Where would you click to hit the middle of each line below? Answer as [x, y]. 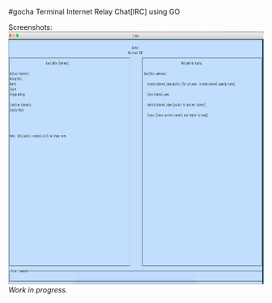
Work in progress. [38, 290]
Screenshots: [30, 27]
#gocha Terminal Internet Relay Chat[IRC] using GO [94, 12]
